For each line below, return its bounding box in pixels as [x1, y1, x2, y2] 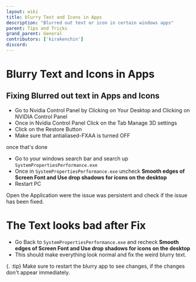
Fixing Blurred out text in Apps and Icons [6, 91, 160, 101]
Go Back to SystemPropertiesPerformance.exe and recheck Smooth [14, 238, 179, 245]
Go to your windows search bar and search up [14, 155, 129, 162]
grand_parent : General [6, 31, 62, 37]
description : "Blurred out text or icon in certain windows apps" [6, 20, 174, 26]
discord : [6, 42, 28, 48]
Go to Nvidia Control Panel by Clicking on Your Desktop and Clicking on [14, 106, 190, 113]
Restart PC [14, 180, 42, 187]
